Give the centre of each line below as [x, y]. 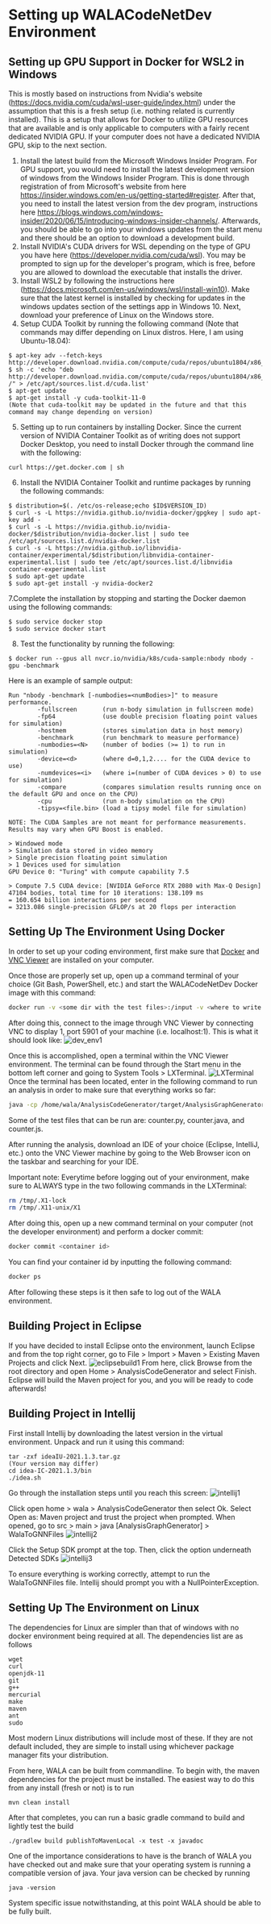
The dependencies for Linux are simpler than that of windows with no [124, 1627]
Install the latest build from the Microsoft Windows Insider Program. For [138, 161]
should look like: [35, 1040]
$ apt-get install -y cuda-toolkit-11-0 [77, 398]
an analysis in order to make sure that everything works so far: [112, 1090]
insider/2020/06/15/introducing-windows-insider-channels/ [119, 221]
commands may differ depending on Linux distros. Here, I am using [131, 332]
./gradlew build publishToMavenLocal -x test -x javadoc [106, 1841]
